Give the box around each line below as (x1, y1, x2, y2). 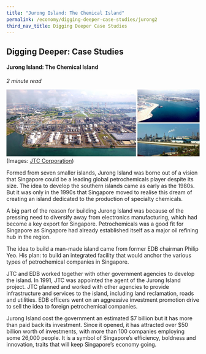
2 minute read (6, 77, 42, 84)
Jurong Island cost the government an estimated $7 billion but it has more (6, 314, 193, 322)
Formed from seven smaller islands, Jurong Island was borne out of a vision (6, 169, 198, 176)
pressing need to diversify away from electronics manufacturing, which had (6, 213, 197, 221)
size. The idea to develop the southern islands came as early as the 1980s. (6, 182, 195, 189)
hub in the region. (6, 233, 51, 240)
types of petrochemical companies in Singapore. (6, 258, 129, 265)
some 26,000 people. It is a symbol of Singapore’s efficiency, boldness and (6, 334, 196, 341)
